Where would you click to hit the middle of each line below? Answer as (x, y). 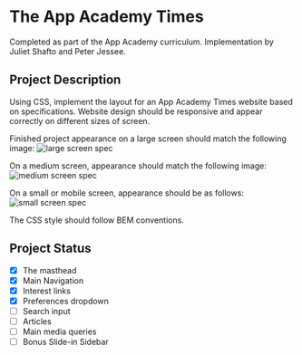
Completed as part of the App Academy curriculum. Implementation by (142, 42)
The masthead (49, 270)
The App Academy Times (107, 17)
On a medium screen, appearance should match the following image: (138, 166)
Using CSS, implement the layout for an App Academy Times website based (151, 101)
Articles (37, 321)
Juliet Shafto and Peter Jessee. (68, 51)
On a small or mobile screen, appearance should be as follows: (127, 193)
